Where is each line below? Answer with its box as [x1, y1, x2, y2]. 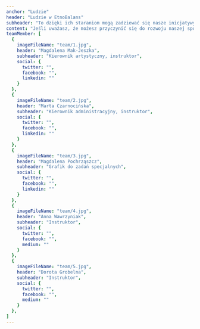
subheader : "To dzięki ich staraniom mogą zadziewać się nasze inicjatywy [6, 20, 196, 26]
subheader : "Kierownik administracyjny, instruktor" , [17, 108, 153, 114]
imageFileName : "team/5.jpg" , [17, 263, 92, 270]
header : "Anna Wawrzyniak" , [17, 214, 86, 220]
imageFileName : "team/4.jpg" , [17, 208, 92, 215]
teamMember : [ [6, 31, 42, 37]
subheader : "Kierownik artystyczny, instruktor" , [17, 53, 143, 59]
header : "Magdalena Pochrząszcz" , [17, 159, 102, 164]
